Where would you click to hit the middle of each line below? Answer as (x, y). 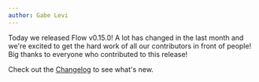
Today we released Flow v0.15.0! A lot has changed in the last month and (126, 37)
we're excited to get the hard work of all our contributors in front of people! (130, 46)
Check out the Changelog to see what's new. (81, 69)
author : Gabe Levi (38, 15)
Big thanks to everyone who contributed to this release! (98, 54)
